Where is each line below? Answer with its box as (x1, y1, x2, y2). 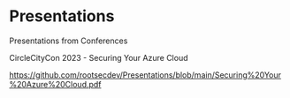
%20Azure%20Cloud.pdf (9, 79, 102, 89)
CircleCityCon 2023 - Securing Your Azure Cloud (9, 52, 188, 63)
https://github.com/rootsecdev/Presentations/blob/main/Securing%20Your (9, 69, 281, 80)
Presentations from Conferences (9, 35, 128, 46)
